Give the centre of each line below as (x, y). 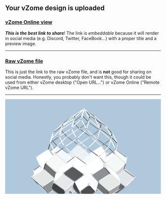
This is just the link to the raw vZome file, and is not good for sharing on (78, 72)
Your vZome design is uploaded (55, 8)
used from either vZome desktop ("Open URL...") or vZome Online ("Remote (82, 82)
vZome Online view (29, 22)
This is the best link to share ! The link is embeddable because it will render (82, 33)
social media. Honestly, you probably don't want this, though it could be (78, 77)
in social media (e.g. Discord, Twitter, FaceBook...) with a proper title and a (81, 38)
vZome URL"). (19, 87)
